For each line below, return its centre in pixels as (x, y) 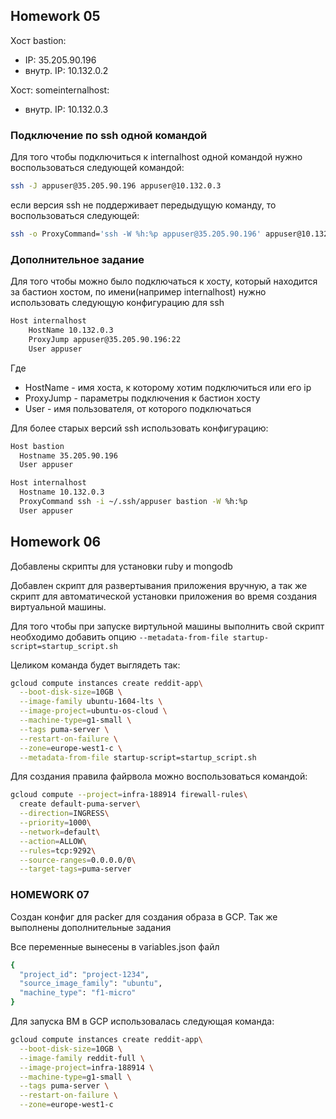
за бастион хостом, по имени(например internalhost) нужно (138, 292)
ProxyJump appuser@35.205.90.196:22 (105, 339)
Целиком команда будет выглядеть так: (95, 665)
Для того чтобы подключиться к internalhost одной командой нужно (156, 157)
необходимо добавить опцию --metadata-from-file (119, 636)
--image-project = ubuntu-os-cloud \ (93, 711)
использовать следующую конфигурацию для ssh (117, 303)
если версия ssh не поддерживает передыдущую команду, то (143, 205)
